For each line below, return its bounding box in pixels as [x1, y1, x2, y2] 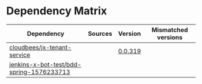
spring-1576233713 [9, 67, 70, 76]
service [9, 51, 31, 59]
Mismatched [151, 26, 188, 34]
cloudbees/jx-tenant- [9, 43, 72, 51]
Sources [88, 29, 112, 38]
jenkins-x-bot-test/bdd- [9, 60, 82, 69]
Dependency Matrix [6, 4, 107, 18]
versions [157, 33, 183, 41]
